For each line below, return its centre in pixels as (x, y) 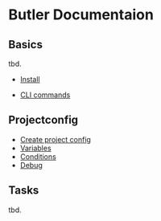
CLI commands (45, 95)
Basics (25, 45)
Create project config (55, 139)
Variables (35, 148)
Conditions (38, 156)
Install (30, 79)
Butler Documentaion (81, 15)
